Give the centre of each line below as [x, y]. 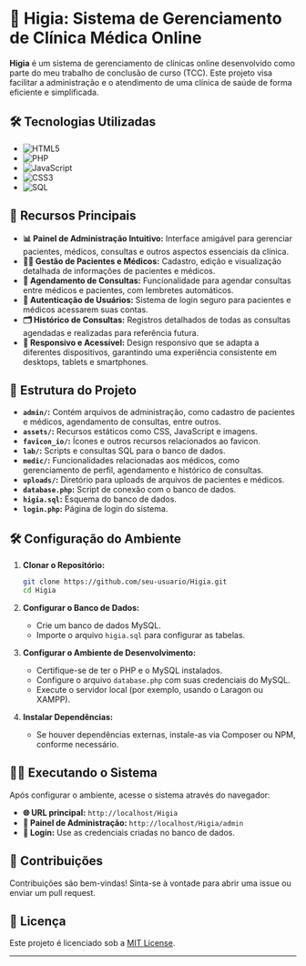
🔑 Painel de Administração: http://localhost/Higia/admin [133, 822]
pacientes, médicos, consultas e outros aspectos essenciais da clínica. [156, 251]
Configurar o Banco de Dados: [81, 607]
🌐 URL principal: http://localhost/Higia [100, 812]
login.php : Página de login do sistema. [95, 509]
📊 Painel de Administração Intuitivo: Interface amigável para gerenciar [158, 238]
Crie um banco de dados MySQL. [98, 625]
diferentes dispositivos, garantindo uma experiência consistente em [150, 352]
